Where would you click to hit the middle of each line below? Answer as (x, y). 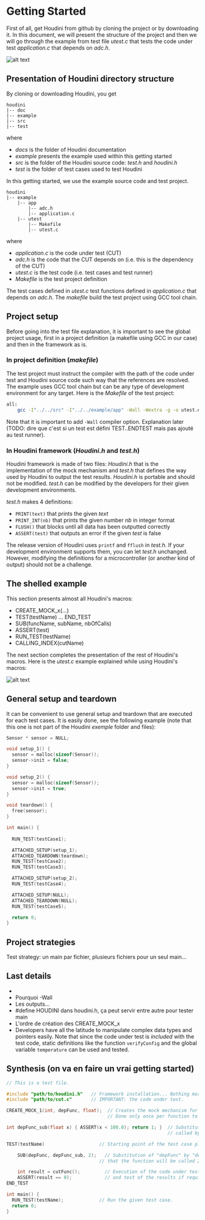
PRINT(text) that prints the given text (62, 513)
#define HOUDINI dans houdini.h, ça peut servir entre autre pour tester (104, 1010)
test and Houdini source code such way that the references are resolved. (98, 380)
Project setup (33, 317)
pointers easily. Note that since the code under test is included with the (105, 1036)
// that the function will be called (147, 1161)
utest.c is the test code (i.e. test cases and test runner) (84, 272)
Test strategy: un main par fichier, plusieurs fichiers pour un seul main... (96, 957)
